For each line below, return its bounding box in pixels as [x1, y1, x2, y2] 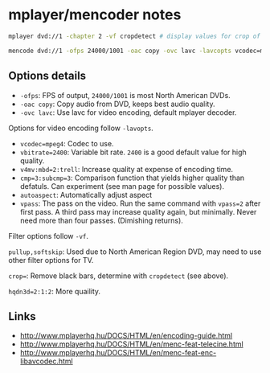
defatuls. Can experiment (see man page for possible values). [19, 181, 225, 191]
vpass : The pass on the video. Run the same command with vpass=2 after [19, 199, 261, 208]
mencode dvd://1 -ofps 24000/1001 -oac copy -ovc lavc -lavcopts [8, 47, 231, 55]
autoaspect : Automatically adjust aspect [19, 190, 153, 199]
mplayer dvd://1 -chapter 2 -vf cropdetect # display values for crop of [8, 32, 261, 40]
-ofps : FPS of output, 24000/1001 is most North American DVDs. [19, 90, 231, 100]
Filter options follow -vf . [8, 231, 89, 240]
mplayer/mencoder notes [8, 6, 182, 24]
